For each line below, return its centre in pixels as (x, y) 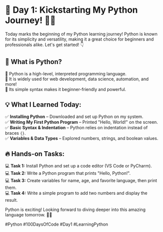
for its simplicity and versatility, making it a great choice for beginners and (79, 39)
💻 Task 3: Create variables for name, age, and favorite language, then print (81, 181)
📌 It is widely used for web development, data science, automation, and (77, 79)
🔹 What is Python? (34, 62)
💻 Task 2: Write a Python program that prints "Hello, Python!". (68, 173)
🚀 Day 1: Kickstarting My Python (71, 10)
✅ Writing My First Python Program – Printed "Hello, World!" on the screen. (81, 122)
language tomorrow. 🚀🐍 (29, 215)
